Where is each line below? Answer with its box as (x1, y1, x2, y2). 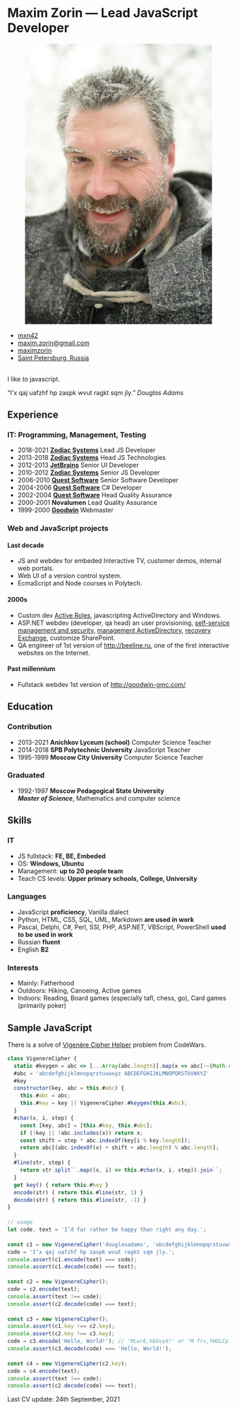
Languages (7, 892, 47, 901)
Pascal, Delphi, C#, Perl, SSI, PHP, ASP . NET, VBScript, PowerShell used (17, 923, 226, 931)
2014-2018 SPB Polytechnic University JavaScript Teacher (17, 746, 191, 754)
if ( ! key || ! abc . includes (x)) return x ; (20, 1129, 143, 1136)
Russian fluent (17, 937, 61, 946)
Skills (7, 815, 32, 827)
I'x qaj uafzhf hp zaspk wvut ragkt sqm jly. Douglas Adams (10, 388, 184, 396)
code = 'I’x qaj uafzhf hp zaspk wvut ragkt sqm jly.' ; (7, 1248, 175, 1256)
